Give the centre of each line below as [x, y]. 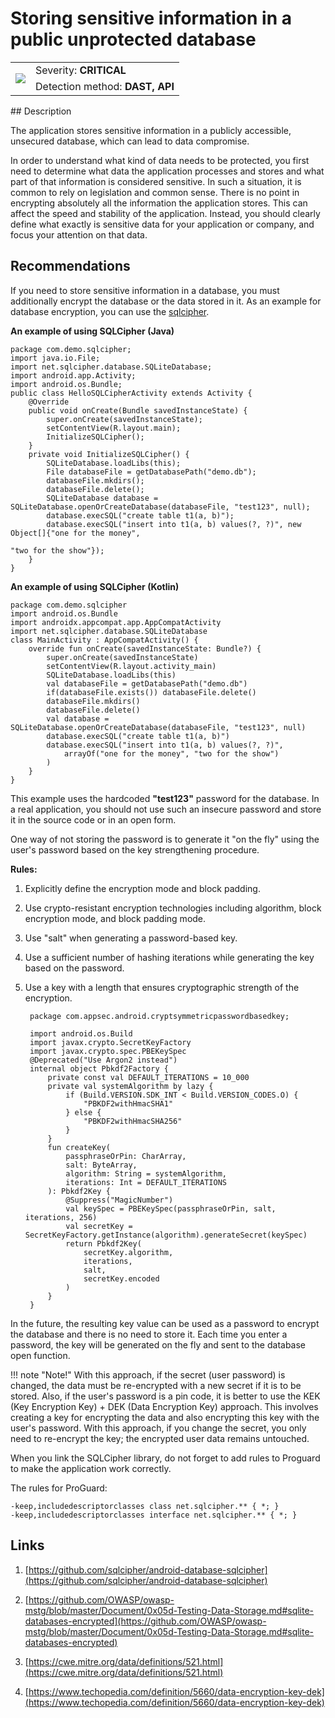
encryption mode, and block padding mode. [115, 918]
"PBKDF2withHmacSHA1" [128, 1103]
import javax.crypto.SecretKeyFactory [110, 1042]
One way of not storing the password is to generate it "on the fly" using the [165, 839]
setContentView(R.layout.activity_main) [131, 666]
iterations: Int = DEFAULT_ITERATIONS [146, 1182]
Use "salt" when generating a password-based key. [131, 938]
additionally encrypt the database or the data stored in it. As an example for [166, 301]
